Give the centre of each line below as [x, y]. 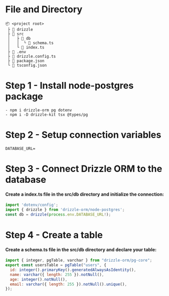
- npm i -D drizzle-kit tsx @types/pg [47, 114]
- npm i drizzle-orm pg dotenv [39, 110]
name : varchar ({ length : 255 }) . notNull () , [57, 274]
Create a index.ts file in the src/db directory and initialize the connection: [85, 194]
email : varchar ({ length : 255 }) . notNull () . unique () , [68, 284]
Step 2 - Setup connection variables [83, 135]
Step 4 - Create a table [54, 235]
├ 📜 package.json [26, 61]
